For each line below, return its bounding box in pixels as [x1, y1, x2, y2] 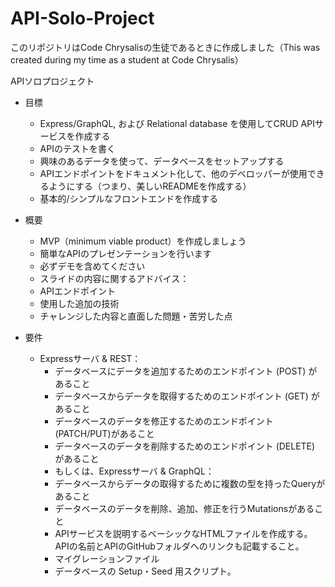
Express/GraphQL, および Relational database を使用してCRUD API [39, 117, 315, 129]
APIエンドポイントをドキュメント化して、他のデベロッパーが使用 [39, 167, 308, 179]
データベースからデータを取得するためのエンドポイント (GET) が [54, 390, 320, 402]
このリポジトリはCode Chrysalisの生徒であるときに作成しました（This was [10, 41, 321, 53]
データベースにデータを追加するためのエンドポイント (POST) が [54, 365, 318, 377]
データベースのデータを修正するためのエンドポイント [54, 415, 274, 427]
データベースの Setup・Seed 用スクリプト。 [54, 565, 237, 577]
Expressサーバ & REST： [39, 352, 142, 364]
